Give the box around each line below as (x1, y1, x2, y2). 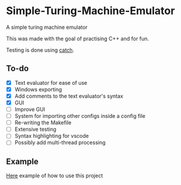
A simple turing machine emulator (6, 24, 88, 31)
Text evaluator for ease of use (14, 79, 88, 86)
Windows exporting (14, 85, 62, 92)
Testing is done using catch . (6, 46, 75, 54)
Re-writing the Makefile (14, 119, 72, 126)
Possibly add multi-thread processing (14, 139, 106, 146)
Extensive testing (14, 125, 57, 133)
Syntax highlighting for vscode (14, 133, 89, 140)
